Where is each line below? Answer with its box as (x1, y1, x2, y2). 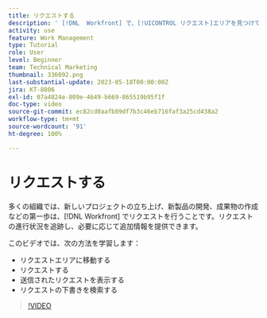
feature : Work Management (8, 33, 94, 42)
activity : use (8, 26, 56, 34)
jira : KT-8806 (8, 85, 56, 94)
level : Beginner (8, 56, 62, 64)
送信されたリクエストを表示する (19, 275, 125, 285)
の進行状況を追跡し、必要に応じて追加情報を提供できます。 (8, 221, 203, 231)
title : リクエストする (8, 11, 75, 20)
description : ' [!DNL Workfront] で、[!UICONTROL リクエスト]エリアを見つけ (8, 19, 255, 27)
